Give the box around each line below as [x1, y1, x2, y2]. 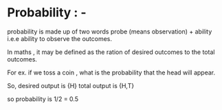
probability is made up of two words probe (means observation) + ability [7, 27, 212, 36]
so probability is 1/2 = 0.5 [7, 94, 79, 103]
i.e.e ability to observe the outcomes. [7, 34, 112, 42]
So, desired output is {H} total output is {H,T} [7, 81, 135, 90]
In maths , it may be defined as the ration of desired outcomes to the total [7, 48, 215, 56]
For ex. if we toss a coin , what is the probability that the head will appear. [7, 68, 215, 77]
